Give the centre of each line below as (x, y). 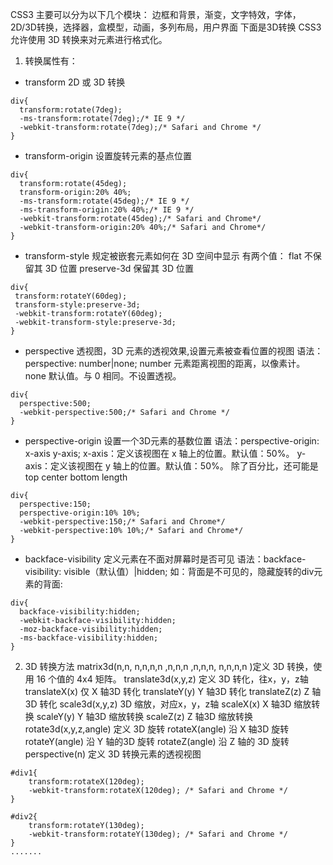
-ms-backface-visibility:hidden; (89, 638)
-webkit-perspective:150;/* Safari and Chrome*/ (122, 522)
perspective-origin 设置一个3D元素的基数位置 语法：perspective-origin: (172, 441)
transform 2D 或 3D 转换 (75, 82)
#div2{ (24, 817)
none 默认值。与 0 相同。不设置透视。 (103, 376)
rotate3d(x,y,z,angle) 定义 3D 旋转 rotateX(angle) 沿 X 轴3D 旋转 (157, 729)
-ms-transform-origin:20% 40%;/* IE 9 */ (107, 210)
